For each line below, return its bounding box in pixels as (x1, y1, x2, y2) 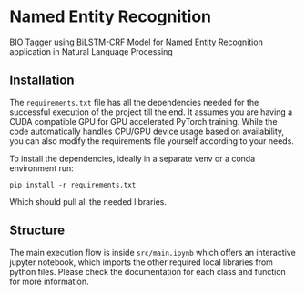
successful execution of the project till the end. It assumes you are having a (9, 106, 293, 117)
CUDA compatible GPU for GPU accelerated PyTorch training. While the (9, 116, 278, 127)
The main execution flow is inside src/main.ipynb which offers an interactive (9, 247, 296, 258)
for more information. (9, 276, 89, 287)
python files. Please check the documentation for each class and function (9, 266, 287, 277)
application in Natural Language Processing (9, 46, 173, 56)
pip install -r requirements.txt (9, 180, 137, 189)
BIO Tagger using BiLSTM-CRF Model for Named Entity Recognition (9, 36, 264, 47)
